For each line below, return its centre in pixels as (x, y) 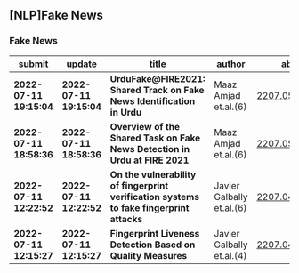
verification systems (155, 197)
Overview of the (145, 126)
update (82, 64)
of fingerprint (139, 185)
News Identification (153, 100)
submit (33, 64)
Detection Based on (153, 245)
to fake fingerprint (149, 207)
